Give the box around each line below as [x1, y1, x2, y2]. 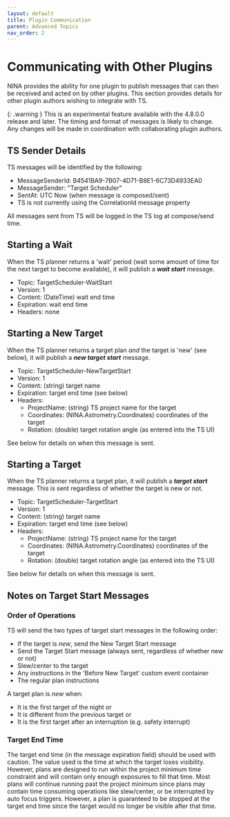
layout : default [7, 10, 54, 17]
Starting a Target [7, 459, 82, 470]
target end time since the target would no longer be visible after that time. [7, 802, 217, 810]
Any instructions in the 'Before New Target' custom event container [17, 669, 209, 677]
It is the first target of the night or [17, 703, 112, 711]
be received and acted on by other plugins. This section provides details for [7, 89, 222, 97]
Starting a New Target [7, 327, 104, 339]
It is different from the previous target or [17, 711, 132, 719]
